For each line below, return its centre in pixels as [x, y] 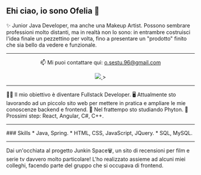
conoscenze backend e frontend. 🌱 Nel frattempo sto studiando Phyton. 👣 [97, 109]
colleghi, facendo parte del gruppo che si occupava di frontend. [85, 165]
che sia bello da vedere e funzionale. [51, 45]
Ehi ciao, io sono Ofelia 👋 [53, 11]
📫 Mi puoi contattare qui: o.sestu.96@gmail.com [100, 62]
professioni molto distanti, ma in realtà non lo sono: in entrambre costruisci [98, 32]
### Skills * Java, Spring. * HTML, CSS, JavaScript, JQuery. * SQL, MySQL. [100, 133]
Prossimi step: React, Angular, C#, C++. [55, 116]
